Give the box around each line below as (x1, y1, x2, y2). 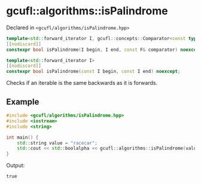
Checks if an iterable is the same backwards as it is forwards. (6, 79, 157, 87)
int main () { (6, 134, 39, 140)
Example (6, 97, 39, 107)
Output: (6, 162, 25, 169)
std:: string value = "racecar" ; (17, 140, 98, 146)
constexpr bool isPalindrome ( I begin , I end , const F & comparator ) (6, 47, 178, 53)
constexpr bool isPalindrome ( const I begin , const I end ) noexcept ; (6, 69, 181, 75)
